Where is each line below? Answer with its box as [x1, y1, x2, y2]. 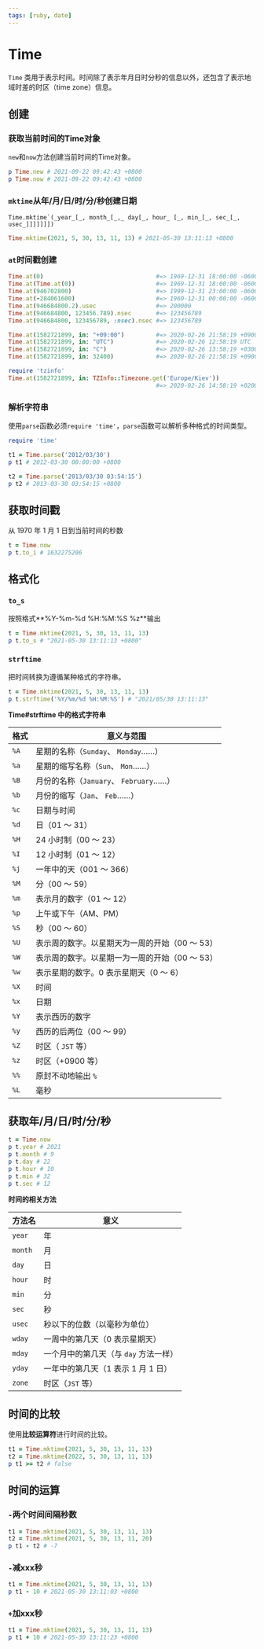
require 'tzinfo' [8, 367, 65, 375]
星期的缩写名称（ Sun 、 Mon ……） [35, 760, 155, 771]
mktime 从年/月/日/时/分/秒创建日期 [8, 195, 137, 206]
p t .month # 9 [8, 1150, 55, 1158]
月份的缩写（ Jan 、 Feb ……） [35, 790, 139, 801]
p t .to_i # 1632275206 [8, 549, 82, 557]
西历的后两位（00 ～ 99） [35, 1026, 132, 1037]
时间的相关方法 [8, 1194, 57, 1204]
